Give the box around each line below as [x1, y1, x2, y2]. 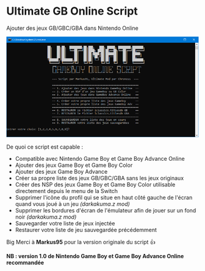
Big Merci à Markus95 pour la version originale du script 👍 [6, 238, 156, 245]
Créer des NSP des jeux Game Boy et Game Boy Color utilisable [15, 181, 176, 188]
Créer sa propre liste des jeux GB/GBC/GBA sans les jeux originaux [15, 174, 184, 181]
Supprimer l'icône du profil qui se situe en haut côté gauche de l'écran [15, 194, 193, 201]
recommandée [6, 259, 45, 266]
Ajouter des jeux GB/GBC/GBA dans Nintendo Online [6, 24, 138, 32]
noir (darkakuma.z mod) [15, 213, 77, 220]
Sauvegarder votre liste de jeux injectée [15, 219, 115, 227]
